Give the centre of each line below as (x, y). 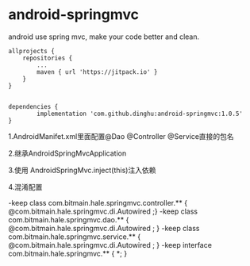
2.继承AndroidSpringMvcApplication (67, 153)
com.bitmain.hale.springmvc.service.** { (75, 237)
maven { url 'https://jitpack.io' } (97, 72)
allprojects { (32, 51)
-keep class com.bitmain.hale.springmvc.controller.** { (98, 202)
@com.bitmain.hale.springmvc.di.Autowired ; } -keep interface (110, 245)
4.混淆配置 (25, 187)
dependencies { (33, 106)
